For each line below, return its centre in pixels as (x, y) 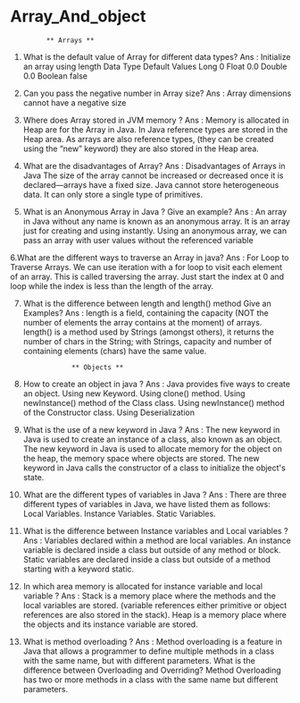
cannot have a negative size (75, 102)
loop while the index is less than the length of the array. (112, 286)
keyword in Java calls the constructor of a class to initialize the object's (154, 468)
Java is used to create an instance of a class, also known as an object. (153, 439)
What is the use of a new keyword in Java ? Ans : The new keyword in (151, 429)
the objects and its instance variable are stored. (111, 624)
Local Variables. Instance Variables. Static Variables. (120, 513)
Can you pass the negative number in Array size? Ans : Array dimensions (157, 93)
